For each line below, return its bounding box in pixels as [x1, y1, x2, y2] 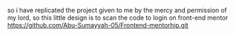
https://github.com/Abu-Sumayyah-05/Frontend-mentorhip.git [7, 21, 188, 29]
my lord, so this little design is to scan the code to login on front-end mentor [7, 13, 229, 22]
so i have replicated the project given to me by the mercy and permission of [7, 6, 227, 14]
